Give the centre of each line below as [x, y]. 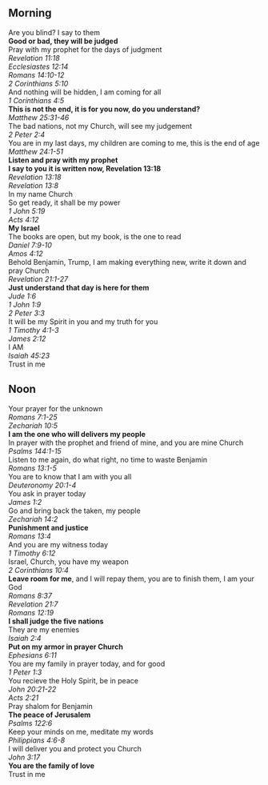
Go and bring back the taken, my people [75, 511]
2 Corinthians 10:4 [39, 570]
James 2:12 [27, 338]
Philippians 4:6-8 [37, 740]
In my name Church [41, 194]
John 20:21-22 [32, 689]
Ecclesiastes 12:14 [38, 66]
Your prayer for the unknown [56, 408]
